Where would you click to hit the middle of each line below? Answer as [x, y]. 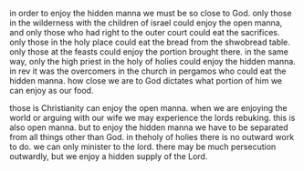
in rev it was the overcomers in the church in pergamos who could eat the [148, 71]
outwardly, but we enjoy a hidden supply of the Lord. [109, 156]
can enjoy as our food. [52, 91]
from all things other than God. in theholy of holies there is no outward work [152, 137]
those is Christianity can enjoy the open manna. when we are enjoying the [148, 108]
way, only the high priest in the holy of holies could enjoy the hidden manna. [153, 61]
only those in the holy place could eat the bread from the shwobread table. [150, 42]
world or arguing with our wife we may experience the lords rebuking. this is [152, 118]
